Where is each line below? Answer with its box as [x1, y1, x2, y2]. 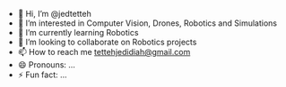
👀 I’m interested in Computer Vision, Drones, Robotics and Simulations [17, 18, 278, 28]
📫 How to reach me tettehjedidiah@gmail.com [17, 47, 191, 57]
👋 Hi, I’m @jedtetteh [17, 9, 91, 19]
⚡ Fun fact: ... [17, 69, 67, 80]
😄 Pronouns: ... [17, 59, 76, 70]
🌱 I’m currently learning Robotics [17, 28, 139, 37]
